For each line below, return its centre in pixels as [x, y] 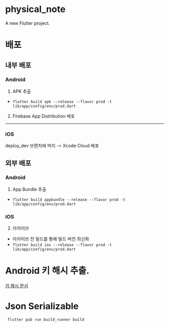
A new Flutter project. [28, 23]
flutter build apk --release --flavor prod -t [62, 101]
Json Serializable [42, 306]
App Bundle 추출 [29, 189]
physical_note [35, 9]
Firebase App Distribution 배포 [44, 116]
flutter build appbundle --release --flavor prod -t [69, 199]
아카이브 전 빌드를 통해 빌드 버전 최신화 [51, 239]
